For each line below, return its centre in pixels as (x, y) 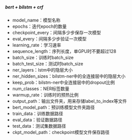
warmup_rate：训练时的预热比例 (45, 95)
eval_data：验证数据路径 (37, 120)
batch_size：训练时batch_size (43, 57)
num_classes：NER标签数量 (41, 88)
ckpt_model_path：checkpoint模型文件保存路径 (61, 132)
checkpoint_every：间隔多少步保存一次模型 (57, 32)
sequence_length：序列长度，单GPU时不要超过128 (64, 51)
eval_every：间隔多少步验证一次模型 (49, 39)
